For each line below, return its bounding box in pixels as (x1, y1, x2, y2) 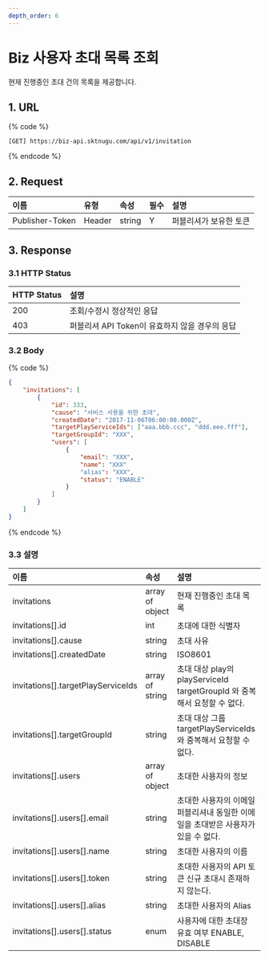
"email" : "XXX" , (79, 453, 134, 461)
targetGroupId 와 (177, 685, 240, 697)
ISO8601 (177, 649, 212, 660)
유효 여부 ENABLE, (177, 928, 244, 939)
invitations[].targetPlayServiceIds (12, 680, 138, 691)
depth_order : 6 (8, 11, 59, 20)
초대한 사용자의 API (177, 861, 247, 872)
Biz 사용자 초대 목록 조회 (8, 49, 159, 67)
